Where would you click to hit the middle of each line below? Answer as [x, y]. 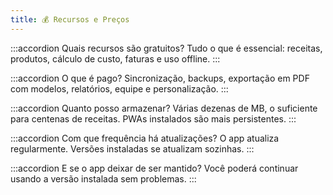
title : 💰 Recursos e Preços [70, 19]
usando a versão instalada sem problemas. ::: [103, 178]
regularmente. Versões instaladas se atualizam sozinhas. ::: [132, 148]
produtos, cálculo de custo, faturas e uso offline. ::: [115, 58]
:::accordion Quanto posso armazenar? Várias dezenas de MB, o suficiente [164, 108]
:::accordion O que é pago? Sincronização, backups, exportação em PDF [160, 78]
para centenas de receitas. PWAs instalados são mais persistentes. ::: [153, 118]
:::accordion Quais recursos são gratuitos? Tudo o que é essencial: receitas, [166, 48]
